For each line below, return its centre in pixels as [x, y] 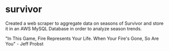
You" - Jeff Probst [24, 43]
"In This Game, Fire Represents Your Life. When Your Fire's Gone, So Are [82, 38]
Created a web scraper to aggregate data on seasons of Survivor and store [84, 23]
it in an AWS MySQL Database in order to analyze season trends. [74, 28]
